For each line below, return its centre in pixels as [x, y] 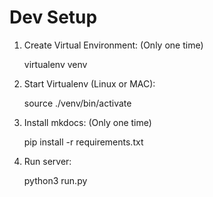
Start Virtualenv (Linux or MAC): [89, 83]
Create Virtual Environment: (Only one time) [113, 45]
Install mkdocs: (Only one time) [87, 122]
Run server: [47, 161]
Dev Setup [53, 17]
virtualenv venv [55, 64]
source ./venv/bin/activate [77, 103]
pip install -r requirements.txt [83, 142]
